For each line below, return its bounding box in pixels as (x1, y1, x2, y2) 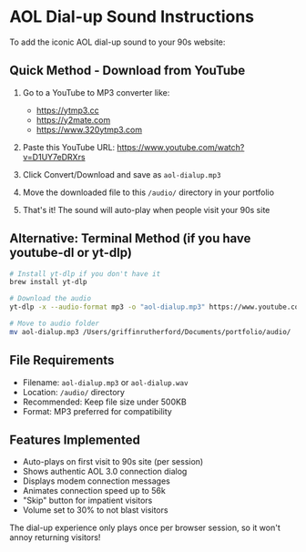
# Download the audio (9, 294, 92, 303)
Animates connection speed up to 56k (22, 486, 166, 496)
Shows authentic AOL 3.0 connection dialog (22, 466, 188, 477)
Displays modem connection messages (22, 475, 170, 486)
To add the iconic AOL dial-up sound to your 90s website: (9, 36, 226, 47)
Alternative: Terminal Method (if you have (9, 230, 251, 247)
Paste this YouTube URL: (22, 141, 116, 152)
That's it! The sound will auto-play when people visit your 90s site (22, 204, 270, 215)
